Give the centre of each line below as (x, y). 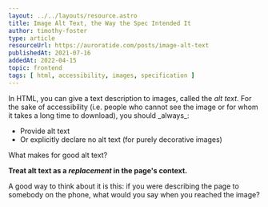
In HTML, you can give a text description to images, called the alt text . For (130, 98)
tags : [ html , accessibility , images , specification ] (102, 75)
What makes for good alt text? (58, 155)
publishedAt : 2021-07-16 (50, 53)
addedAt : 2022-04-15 (43, 61)
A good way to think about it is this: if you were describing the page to (124, 186)
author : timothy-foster (48, 30)
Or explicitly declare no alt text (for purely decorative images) (121, 139)
